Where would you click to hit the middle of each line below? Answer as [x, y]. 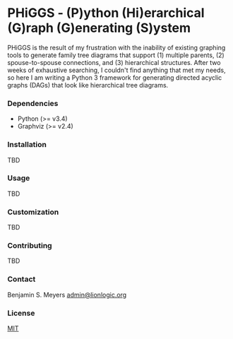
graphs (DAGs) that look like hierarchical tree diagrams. [88, 85]
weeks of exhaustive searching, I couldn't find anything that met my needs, [116, 70]
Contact [22, 279]
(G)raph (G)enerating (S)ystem [99, 28]
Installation [27, 145]
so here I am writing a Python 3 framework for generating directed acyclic [115, 77]
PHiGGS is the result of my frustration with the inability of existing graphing [116, 47]
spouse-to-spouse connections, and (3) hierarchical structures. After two [114, 62]
